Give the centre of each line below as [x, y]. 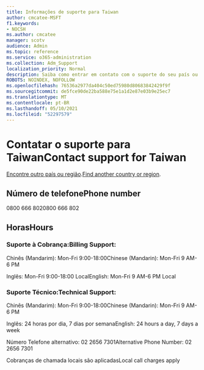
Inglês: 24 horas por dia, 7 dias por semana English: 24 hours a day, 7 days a [102, 324]
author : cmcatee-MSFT [34, 18]
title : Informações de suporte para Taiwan [63, 12]
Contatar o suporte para [69, 144]
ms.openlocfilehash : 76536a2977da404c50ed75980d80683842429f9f [89, 86]
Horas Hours [30, 227]
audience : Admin [27, 46]
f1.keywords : [23, 23]
